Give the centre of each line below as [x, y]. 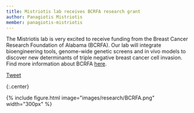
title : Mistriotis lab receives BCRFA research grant [73, 11]
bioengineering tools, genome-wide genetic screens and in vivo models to [96, 52]
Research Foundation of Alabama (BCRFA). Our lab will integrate [84, 45]
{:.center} [18, 87]
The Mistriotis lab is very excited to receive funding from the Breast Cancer [97, 39]
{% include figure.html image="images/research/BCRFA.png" [80, 98]
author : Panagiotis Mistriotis [44, 17]
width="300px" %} [29, 104]
